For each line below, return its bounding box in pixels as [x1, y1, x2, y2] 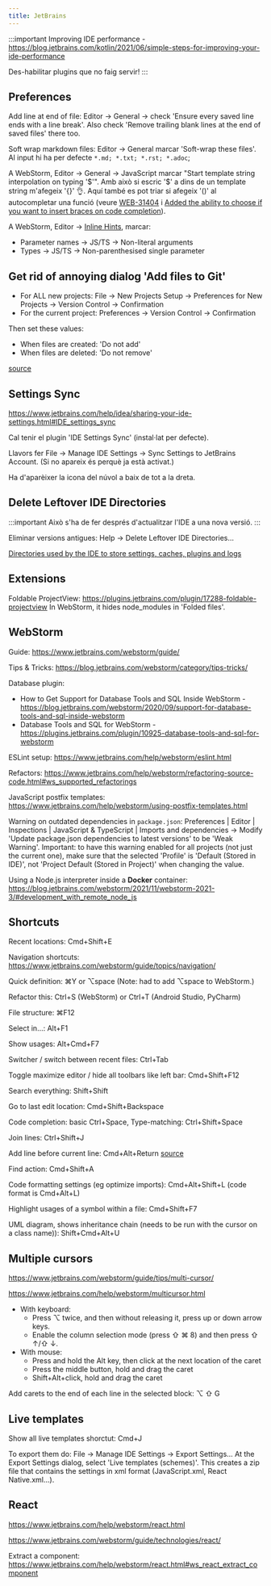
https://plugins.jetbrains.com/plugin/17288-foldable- [81, 593, 256, 603]
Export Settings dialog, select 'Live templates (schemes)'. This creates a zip [8, 1458, 261, 1467]
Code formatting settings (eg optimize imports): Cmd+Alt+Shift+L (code [8, 1180, 248, 1190]
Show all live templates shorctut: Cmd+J [8, 1433, 143, 1443]
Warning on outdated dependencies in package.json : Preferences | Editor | [8, 816, 256, 826]
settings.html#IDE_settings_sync [8, 417, 116, 427]
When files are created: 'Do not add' [19, 340, 141, 349]
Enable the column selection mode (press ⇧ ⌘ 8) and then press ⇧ [31, 1330, 259, 1340]
